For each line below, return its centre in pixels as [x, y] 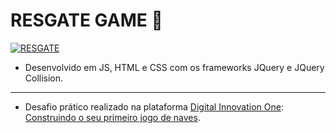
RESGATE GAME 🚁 [86, 20]
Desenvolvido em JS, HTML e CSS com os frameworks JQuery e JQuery [174, 67]
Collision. [44, 78]
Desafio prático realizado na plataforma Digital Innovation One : [154, 106]
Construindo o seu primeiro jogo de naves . [112, 117]
